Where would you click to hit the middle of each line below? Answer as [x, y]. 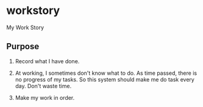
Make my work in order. [45, 97]
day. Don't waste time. [43, 86]
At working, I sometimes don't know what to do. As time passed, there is [106, 73]
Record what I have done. [47, 61]
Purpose [23, 47]
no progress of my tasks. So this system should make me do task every [105, 79]
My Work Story [25, 27]
